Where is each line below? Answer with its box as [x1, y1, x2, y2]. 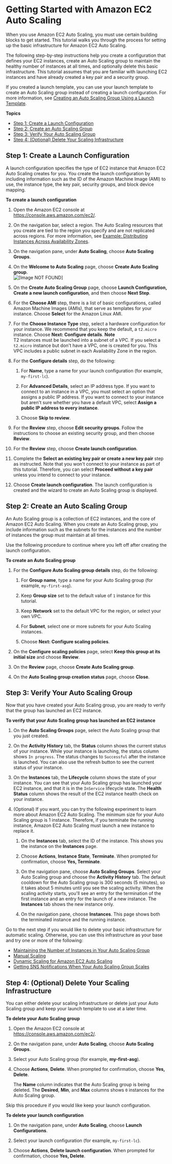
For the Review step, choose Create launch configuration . [13, 445, 138, 451]
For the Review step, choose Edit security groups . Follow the [13, 424, 144, 431]
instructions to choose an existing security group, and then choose [13, 430, 155, 436]
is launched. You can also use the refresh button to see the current [13, 759, 155, 765]
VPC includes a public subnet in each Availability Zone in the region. [13, 347, 157, 354]
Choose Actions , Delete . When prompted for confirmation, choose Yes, [13, 1066, 165, 1072]
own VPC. [20, 613, 42, 619]
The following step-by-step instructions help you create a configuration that [6, 52, 166, 58]
